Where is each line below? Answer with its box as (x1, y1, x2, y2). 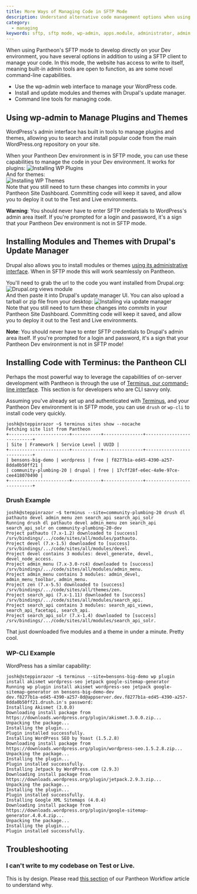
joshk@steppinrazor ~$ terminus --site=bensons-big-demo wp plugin (6, 674, 175, 680)
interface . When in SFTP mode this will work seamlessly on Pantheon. (6, 268, 175, 275)
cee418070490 (6, 472, 38, 478)
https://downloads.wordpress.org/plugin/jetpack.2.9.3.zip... (6, 777, 162, 783)
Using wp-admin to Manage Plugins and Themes (6, 112, 188, 122)
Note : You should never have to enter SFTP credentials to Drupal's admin (6, 328, 183, 335)
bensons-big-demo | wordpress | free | (11, 457, 109, 463)
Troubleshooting (6, 844, 69, 854)
